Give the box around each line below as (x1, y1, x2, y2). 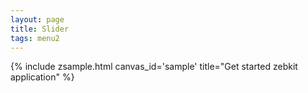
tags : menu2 (10, 33, 60, 43)
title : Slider (10, 24, 70, 34)
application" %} (10, 71, 75, 83)
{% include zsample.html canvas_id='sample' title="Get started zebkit (10, 61, 298, 73)
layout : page (10, 14, 65, 25)
